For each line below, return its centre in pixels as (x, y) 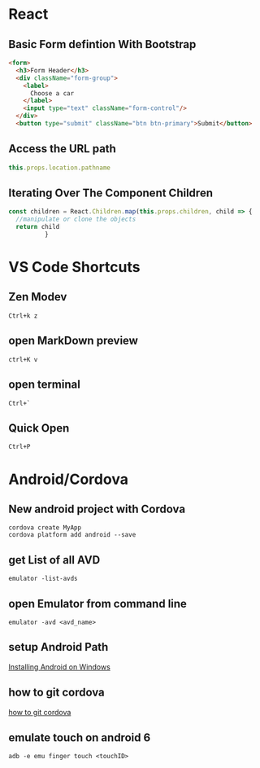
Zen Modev (38, 297)
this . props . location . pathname (60, 168)
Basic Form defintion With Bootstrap (102, 44)
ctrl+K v (23, 359)
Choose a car (52, 93)
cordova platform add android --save (72, 535)
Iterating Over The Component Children (111, 193)
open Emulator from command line (97, 603)
